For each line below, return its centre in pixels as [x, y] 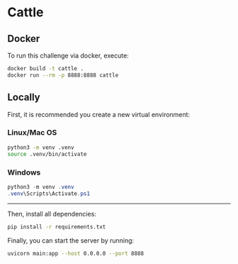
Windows [24, 172]
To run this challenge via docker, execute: [68, 55]
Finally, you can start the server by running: [71, 240]
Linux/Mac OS [32, 133]
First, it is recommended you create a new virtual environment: [98, 114]
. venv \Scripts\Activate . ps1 [49, 193]
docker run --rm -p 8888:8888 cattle [63, 75]
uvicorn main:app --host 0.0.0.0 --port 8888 [75, 253]
